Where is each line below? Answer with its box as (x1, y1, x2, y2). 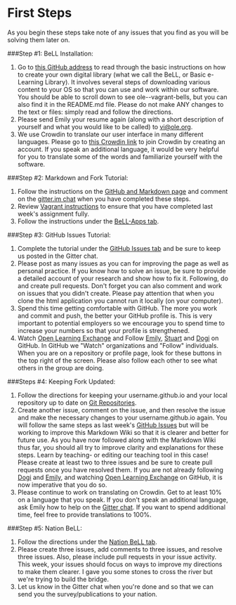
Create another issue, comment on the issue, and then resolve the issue (17, 405, 226, 414)
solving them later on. (7, 35, 70, 44)
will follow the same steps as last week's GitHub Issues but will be (17, 420, 209, 429)
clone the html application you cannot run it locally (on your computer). (17, 297, 223, 305)
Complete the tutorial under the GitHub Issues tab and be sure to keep (17, 244, 221, 252)
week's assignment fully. (17, 209, 90, 218)
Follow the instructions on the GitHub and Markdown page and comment (17, 187, 228, 195)
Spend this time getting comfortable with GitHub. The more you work (17, 304, 218, 312)
